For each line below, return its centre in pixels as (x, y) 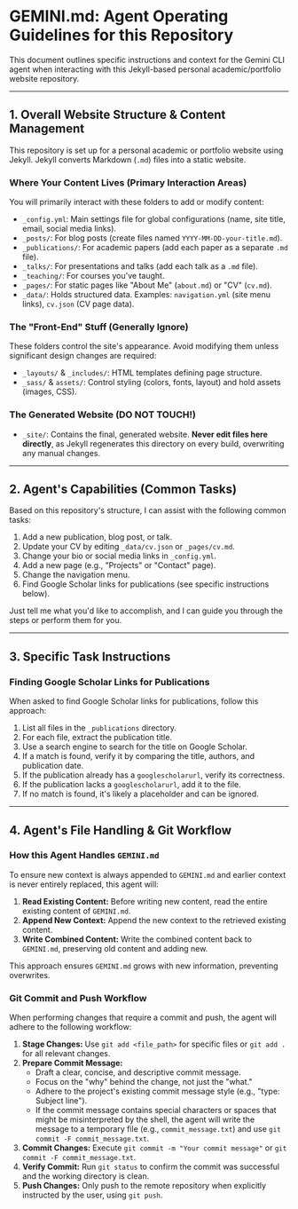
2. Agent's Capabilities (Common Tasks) (123, 490)
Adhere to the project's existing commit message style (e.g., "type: (157, 1091)
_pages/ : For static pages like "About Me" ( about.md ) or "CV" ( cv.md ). (147, 285)
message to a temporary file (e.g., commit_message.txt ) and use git (158, 1129)
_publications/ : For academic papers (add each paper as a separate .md (155, 248)
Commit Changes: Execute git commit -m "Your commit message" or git (154, 1148)
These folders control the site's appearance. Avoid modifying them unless (144, 346)
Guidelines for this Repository (122, 35)
